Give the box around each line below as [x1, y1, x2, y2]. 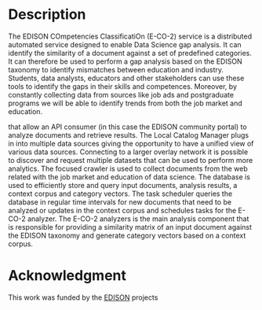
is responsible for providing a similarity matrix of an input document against [8, 222, 253, 231]
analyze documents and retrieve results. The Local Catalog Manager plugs [8, 130, 249, 139]
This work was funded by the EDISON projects [8, 293, 158, 302]
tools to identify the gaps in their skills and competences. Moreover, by [8, 81, 238, 91]
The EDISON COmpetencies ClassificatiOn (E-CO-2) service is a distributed [8, 31, 253, 41]
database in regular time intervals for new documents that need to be [8, 197, 232, 206]
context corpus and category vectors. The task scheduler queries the [8, 189, 233, 198]
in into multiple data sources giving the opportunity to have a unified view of [8, 138, 254, 148]
